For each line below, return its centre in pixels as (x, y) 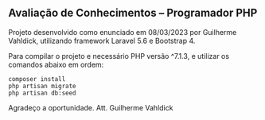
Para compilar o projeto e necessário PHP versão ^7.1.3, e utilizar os (119, 56)
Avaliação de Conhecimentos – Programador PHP (133, 13)
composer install (37, 79)
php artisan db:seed (43, 93)
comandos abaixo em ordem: (56, 64)
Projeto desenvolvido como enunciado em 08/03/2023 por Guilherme (123, 32)
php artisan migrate (43, 86)
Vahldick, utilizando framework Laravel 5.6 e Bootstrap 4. (102, 41)
